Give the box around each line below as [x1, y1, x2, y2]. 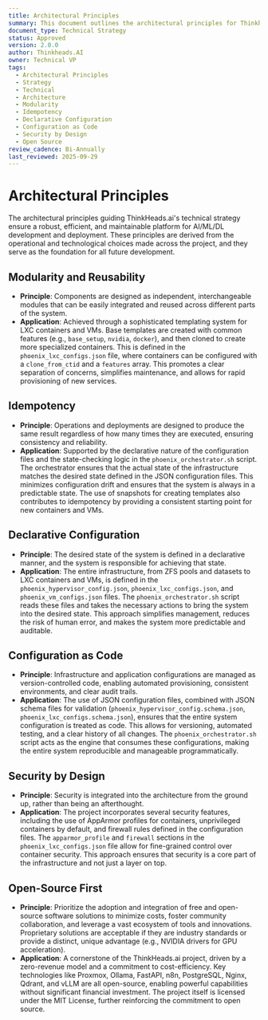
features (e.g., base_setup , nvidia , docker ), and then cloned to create [19, 334, 246, 343]
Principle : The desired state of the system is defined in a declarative [19, 549, 246, 559]
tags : [8, 64, 26, 72]
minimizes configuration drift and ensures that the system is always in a [19, 479, 255, 489]
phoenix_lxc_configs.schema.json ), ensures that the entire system [19, 712, 238, 722]
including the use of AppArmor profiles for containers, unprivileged [19, 816, 241, 825]
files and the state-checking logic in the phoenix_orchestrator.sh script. [19, 454, 258, 463]
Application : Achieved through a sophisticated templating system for [19, 317, 247, 326]
